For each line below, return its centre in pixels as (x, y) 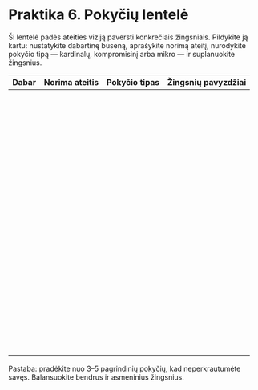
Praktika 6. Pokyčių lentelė (99, 15)
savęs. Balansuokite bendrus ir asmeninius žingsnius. (96, 377)
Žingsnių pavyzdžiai (207, 82)
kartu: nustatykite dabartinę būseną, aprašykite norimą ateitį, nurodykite (127, 45)
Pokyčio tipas (133, 82)
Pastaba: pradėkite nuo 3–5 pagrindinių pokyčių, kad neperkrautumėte (125, 368)
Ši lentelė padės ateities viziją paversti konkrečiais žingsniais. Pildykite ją (128, 37)
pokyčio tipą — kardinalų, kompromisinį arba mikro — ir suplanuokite (121, 54)
